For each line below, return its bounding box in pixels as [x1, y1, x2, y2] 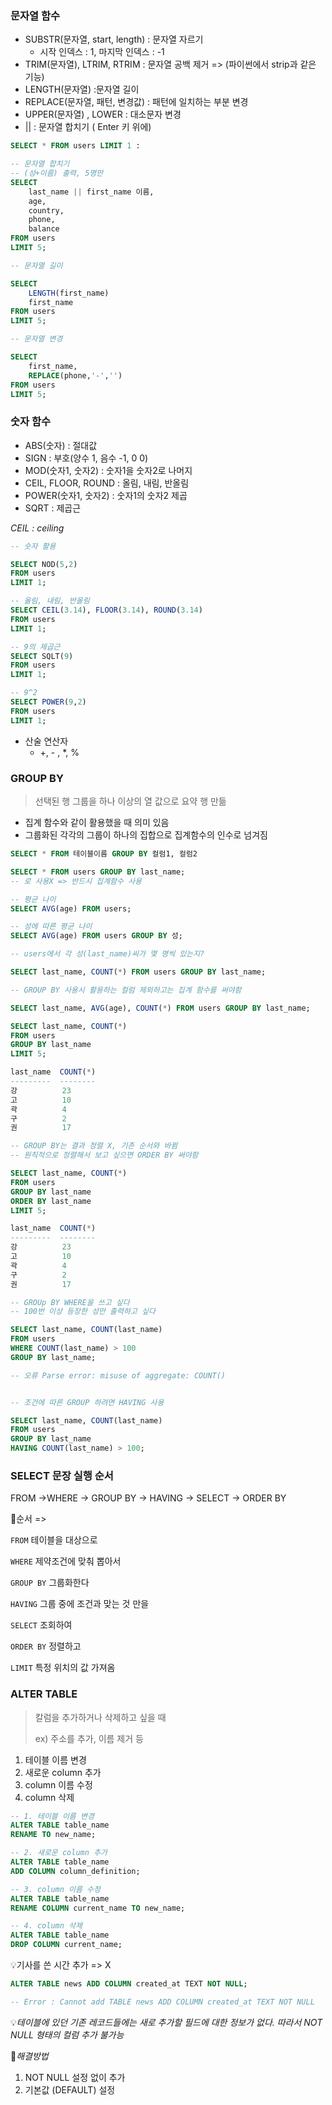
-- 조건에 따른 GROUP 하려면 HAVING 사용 [10, 1397, 165, 1407]
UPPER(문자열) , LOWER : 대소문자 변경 [24, 108, 182, 121]
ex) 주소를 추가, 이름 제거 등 [34, 1732, 144, 1744]
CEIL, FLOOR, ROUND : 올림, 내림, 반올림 [24, 477, 190, 489]
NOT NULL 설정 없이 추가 [24, 2071, 126, 2083]
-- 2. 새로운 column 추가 [10, 1848, 108, 1858]
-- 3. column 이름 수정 [10, 1884, 101, 1894]
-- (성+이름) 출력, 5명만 [10, 168, 104, 179]
